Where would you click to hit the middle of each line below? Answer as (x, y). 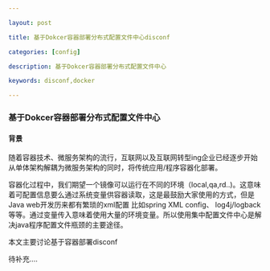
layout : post (30, 23)
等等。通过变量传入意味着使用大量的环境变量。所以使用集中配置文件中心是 (131, 215)
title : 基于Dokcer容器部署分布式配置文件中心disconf (89, 37)
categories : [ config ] (45, 52)
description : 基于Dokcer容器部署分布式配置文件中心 (88, 66)
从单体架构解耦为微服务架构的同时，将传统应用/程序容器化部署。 (115, 168)
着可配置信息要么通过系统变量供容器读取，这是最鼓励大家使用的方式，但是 (131, 195)
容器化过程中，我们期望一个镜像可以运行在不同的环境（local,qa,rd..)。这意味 (135, 185)
